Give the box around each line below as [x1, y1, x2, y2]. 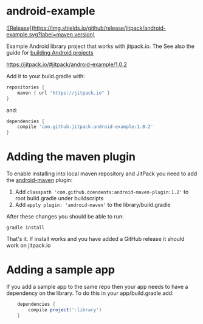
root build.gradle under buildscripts [15, 195, 104, 202]
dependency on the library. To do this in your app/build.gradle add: [6, 289, 174, 297]
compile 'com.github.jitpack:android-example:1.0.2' [17, 124, 154, 130]
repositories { [6, 84, 45, 90]
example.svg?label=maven [6, 30, 74, 38]
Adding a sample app [6, 263, 115, 277]
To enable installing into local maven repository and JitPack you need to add [6, 170, 198, 177]
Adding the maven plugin [6, 150, 136, 164]
